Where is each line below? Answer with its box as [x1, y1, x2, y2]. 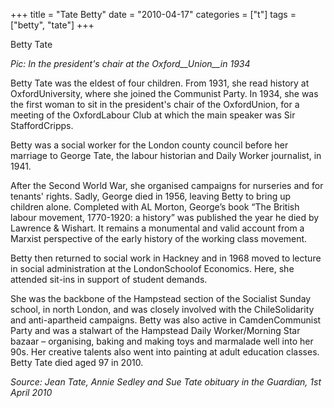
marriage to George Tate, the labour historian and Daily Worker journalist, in [10, 150, 322, 161]
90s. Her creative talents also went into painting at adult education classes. [10, 346, 320, 358]
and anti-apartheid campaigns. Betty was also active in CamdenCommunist [10, 314, 322, 326]
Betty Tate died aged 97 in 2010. [10, 357, 144, 368]
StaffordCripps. [10, 120, 74, 131]
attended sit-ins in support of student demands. [10, 274, 208, 285]
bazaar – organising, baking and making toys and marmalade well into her [10, 335, 314, 347]
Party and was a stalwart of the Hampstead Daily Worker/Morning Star [10, 325, 301, 336]
